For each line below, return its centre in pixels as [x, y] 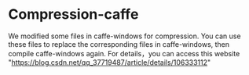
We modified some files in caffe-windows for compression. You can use [124, 36]
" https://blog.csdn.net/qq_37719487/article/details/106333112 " [110, 62]
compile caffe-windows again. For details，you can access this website [124, 53]
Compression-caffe [73, 14]
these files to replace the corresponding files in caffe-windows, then [119, 44]
